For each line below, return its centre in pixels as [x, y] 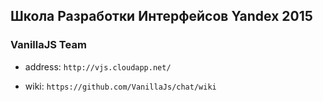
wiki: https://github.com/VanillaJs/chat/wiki [120, 86]
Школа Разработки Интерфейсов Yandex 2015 [161, 16]
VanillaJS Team [48, 45]
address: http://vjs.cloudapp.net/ [98, 66]
